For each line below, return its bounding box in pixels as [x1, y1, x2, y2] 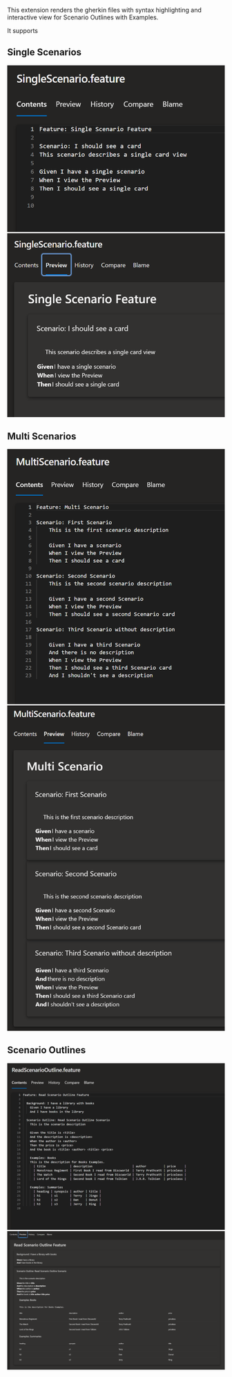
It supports [7, 27, 39, 35]
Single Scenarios [7, 46, 81, 58]
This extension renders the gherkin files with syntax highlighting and [7, 6, 202, 14]
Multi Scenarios [7, 431, 77, 443]
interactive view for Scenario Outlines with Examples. [7, 13, 159, 21]
